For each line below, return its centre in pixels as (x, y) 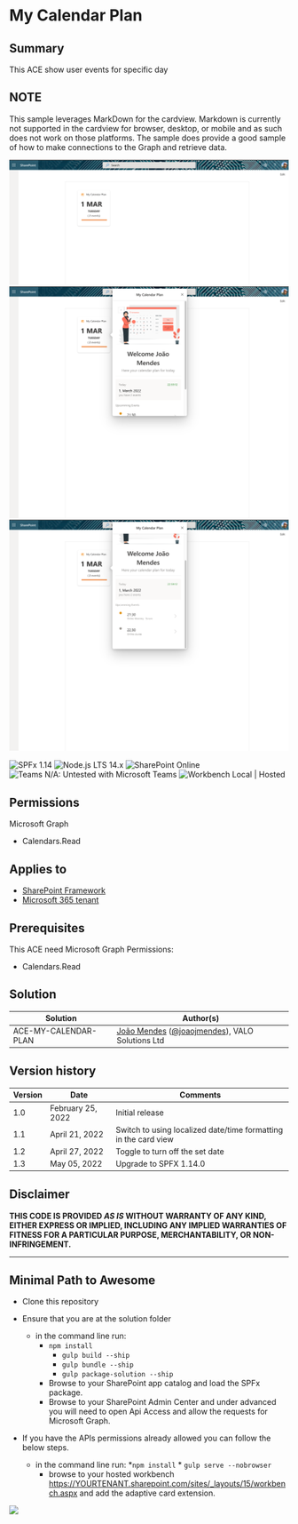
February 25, (74, 1108)
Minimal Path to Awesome (82, 1280)
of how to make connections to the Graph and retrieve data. (118, 147)
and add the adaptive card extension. (147, 1493)
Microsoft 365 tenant (60, 900)
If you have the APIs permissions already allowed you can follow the (146, 1438)
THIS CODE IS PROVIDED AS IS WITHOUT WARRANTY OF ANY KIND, (138, 1216)
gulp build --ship (96, 1356)
